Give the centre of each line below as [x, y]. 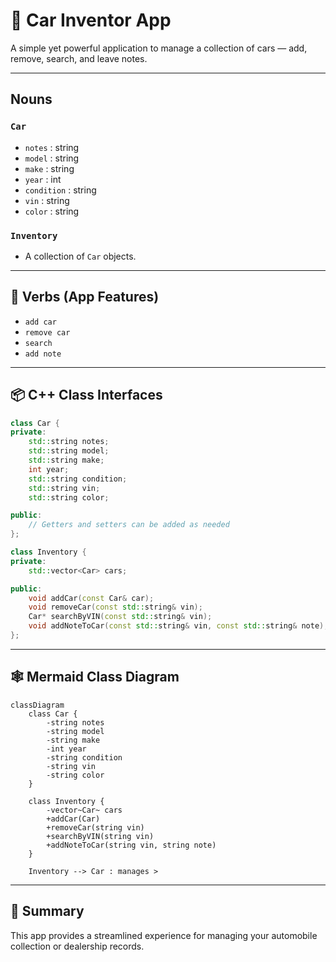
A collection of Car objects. [80, 256]
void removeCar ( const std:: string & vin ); [115, 607]
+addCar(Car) [73, 819]
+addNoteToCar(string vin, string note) [131, 845]
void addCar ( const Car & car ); [91, 598]
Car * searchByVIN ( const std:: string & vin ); [120, 617]
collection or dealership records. [77, 946]
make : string [49, 168]
